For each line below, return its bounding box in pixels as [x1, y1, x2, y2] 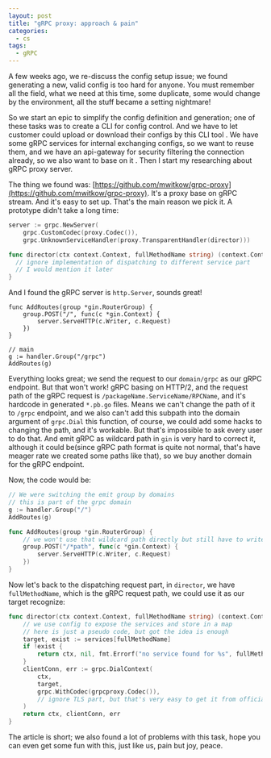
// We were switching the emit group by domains [8, 491, 175, 499]
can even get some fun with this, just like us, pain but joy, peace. [8, 741, 223, 750]
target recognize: [8, 597, 66, 606]
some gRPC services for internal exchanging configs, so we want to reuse [8, 139, 254, 148]
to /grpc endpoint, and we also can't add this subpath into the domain [8, 408, 240, 418]
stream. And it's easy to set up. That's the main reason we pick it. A [8, 197, 233, 206]
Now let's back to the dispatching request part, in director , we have [8, 580, 236, 589]
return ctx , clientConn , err [23, 710, 121, 718]
